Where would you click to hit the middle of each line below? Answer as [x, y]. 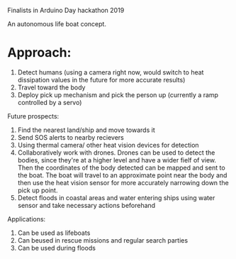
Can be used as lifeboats [54, 233]
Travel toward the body [51, 87]
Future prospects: [33, 116]
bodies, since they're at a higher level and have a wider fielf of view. [117, 160]
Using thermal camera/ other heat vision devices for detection [108, 145]
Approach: [39, 53]
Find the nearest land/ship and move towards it [86, 130]
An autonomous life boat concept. [57, 24]
